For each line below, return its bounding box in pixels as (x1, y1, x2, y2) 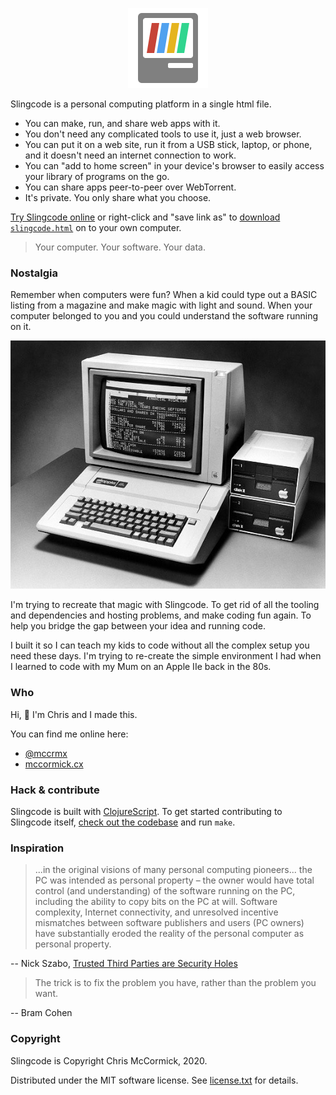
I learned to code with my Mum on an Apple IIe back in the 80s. (10, 661, 272, 673)
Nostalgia (10, 266, 58, 280)
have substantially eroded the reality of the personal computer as (34, 928, 305, 940)
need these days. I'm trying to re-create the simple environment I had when (10, 650, 322, 662)
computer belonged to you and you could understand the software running (10, 310, 319, 322)
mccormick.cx (24, 758, 84, 770)
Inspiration (10, 841, 65, 855)
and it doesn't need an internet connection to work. (24, 149, 237, 161)
